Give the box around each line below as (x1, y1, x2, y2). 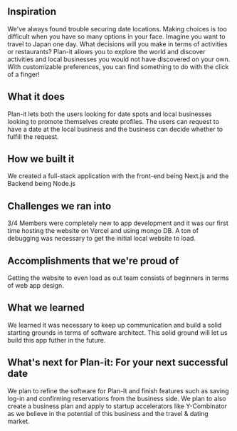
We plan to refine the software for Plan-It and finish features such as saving (7, 386, 229, 395)
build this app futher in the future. (7, 336, 106, 344)
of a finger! (7, 70, 41, 78)
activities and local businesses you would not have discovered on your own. (7, 55, 231, 63)
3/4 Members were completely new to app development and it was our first (7, 219, 229, 227)
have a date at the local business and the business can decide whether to (7, 125, 223, 133)
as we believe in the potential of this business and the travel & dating (7, 409, 209, 417)
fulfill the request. (7, 132, 59, 141)
